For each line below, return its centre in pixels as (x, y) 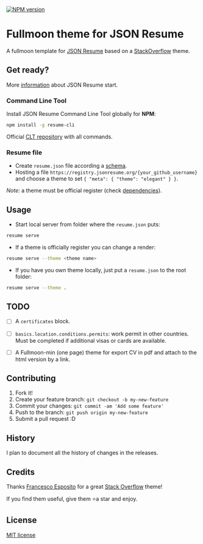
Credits (21, 472)
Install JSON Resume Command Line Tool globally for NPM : (81, 114)
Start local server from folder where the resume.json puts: (87, 224)
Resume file (24, 152)
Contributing (31, 378)
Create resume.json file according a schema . (71, 166)
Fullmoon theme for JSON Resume (95, 34)
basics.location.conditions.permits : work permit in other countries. (102, 334)
